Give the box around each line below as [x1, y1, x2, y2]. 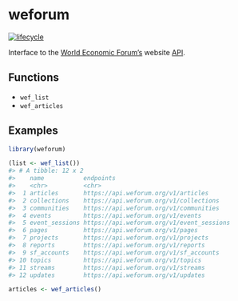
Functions [8, 70, 60, 85]
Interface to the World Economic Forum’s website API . [8, 47, 185, 57]
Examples [8, 124, 58, 138]
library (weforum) [8, 145, 66, 153]
